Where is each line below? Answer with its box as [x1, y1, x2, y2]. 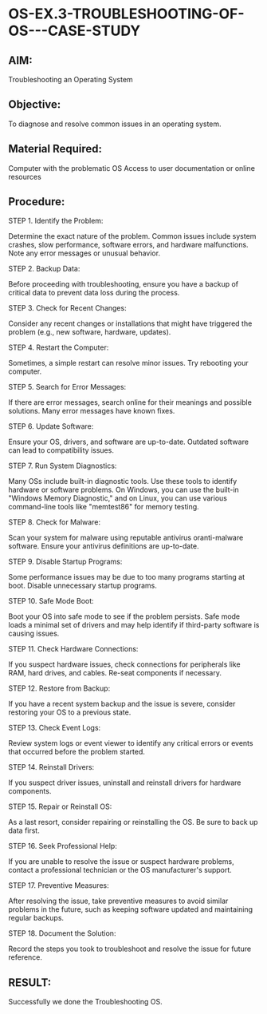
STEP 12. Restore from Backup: [8, 683, 111, 693]
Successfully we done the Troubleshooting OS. [8, 997, 163, 1007]
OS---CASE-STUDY [8, 22, 141, 40]
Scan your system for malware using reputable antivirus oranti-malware [8, 533, 244, 543]
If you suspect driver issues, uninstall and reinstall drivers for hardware [8, 778, 241, 787]
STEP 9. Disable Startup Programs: [8, 557, 123, 567]
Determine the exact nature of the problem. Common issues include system [8, 232, 257, 241]
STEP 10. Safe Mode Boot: [8, 596, 94, 606]
